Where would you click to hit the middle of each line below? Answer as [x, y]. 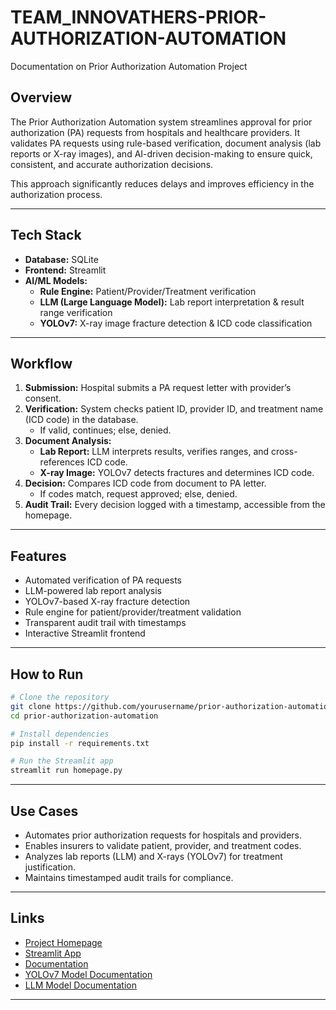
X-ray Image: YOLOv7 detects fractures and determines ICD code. [177, 473]
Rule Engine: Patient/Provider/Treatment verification [148, 291]
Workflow [41, 363]
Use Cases [44, 811]
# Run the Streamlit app [62, 761]
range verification [76, 312]
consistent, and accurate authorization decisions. [112, 164]
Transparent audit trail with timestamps [105, 623]
